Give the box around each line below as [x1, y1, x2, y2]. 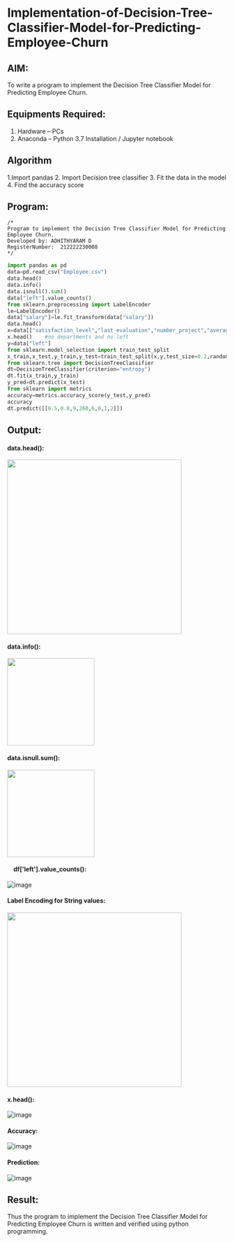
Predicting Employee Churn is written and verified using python [7, 1220, 189, 1228]
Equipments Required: [7, 108, 106, 120]
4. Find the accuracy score [7, 180, 84, 189]
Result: [7, 1194, 39, 1206]
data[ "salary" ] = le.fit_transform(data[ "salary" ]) [7, 314, 155, 321]
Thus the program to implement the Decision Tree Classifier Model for [7, 1213, 208, 1221]
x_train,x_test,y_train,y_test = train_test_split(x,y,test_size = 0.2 [7, 353, 208, 360]
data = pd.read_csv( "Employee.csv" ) [7, 269, 108, 276]
